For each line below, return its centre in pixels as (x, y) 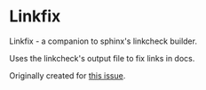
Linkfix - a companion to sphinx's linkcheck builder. (103, 41)
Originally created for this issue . (67, 75)
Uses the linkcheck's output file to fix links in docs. (102, 58)
